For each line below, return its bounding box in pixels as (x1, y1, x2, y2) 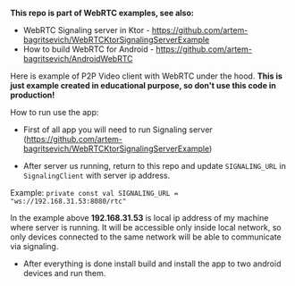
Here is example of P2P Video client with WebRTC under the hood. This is (10, 71, 282, 81)
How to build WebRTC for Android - (22, 44, 155, 55)
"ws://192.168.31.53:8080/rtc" (10, 197, 127, 206)
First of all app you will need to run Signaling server (22, 124, 213, 135)
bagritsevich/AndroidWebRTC (22, 54, 133, 63)
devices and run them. (22, 268, 106, 278)
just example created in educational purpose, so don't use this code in (10, 80, 276, 90)
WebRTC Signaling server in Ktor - (22, 25, 150, 35)
